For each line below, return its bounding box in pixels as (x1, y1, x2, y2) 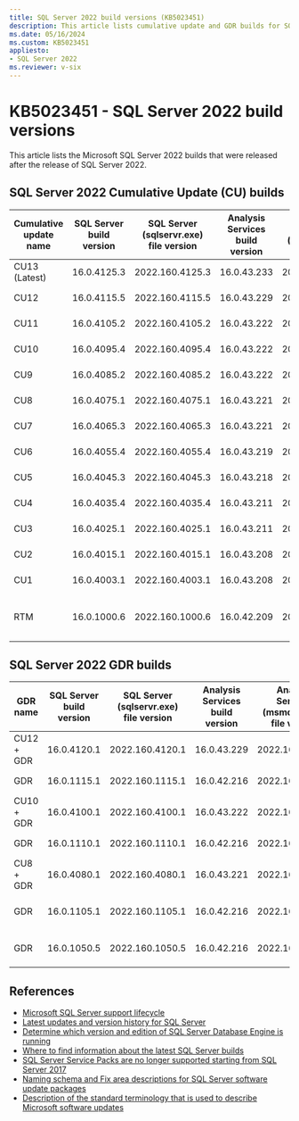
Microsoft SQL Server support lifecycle (21, 1008, 166, 1018)
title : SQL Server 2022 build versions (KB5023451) (9, 12, 205, 22)
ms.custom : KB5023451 (9, 37, 90, 47)
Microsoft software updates (21, 1102, 125, 1113)
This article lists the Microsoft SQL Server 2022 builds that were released (9, 149, 278, 161)
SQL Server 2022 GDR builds (9, 658, 172, 673)
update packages (21, 1084, 86, 1094)
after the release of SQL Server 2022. (9, 159, 147, 170)
